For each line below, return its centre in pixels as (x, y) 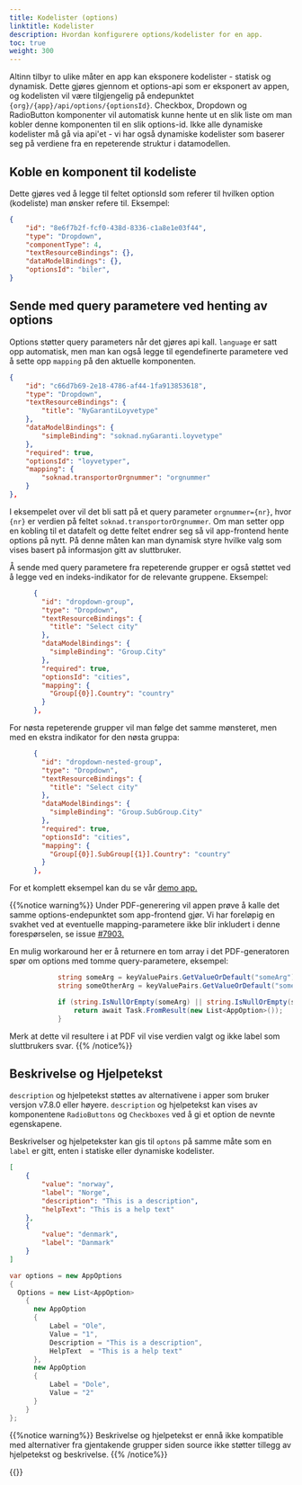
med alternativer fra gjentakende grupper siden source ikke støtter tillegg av (151, 1445)
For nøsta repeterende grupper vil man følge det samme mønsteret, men (143, 728)
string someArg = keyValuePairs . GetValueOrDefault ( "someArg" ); (178, 978)
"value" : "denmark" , (80, 1235)
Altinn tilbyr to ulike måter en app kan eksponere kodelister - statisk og (140, 76)
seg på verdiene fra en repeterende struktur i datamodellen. (120, 144)
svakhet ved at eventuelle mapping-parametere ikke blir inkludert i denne (145, 925)
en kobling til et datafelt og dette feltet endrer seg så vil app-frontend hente (149, 531)
